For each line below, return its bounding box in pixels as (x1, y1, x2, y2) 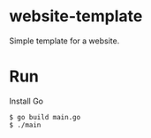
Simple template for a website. (9, 35, 120, 46)
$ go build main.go (9, 112, 81, 121)
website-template (9, 6, 143, 27)
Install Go (9, 96, 44, 106)
